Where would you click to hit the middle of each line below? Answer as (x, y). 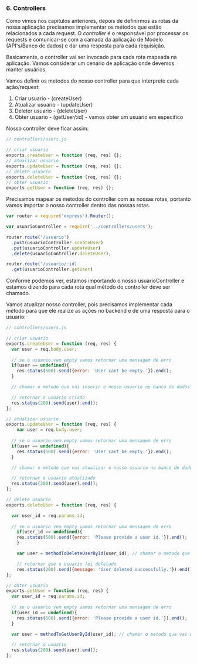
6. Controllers (26, 8)
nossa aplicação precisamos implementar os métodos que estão (84, 27)
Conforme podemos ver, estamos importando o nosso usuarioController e (95, 281)
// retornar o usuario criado (48, 397)
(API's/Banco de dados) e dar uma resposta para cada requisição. (86, 46)
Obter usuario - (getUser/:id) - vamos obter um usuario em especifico (99, 117)
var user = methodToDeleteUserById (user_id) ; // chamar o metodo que (103, 554)
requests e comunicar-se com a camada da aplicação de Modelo (84, 40)
